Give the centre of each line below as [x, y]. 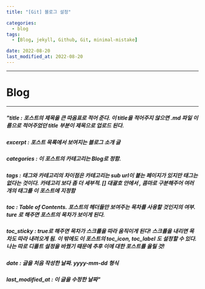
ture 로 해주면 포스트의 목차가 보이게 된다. [56, 215]
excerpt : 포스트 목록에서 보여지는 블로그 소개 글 [63, 142]
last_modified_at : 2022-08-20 [45, 57]
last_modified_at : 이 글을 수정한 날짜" [53, 280]
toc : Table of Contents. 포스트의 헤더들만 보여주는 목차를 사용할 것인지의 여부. [101, 207]
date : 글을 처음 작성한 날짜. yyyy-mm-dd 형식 [63, 263]
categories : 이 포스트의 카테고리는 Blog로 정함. [64, 159]
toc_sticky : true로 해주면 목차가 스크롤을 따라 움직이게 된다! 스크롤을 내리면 [97, 231]
